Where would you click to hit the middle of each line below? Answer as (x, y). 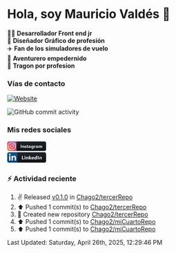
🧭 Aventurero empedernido (47, 58)
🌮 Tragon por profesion (41, 66)
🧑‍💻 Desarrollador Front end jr (50, 33)
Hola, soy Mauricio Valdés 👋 (89, 14)
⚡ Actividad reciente (42, 179)
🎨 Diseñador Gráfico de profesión (56, 40)
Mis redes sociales (39, 130)
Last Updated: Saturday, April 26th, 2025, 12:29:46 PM (85, 242)
